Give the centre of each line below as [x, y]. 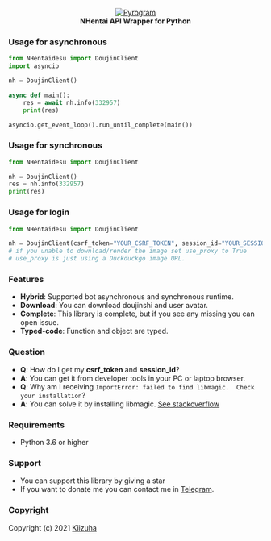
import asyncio [34, 66]
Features [26, 279]
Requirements [37, 425]
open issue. [39, 323]
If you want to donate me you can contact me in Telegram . [117, 489]
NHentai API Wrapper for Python [135, 21]
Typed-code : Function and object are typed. [94, 331]
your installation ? [53, 395]
